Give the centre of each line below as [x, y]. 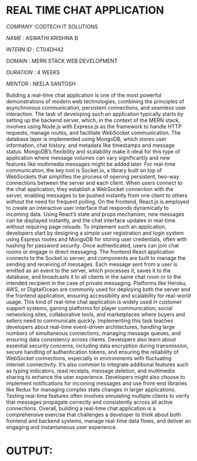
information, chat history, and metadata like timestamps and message [90, 145]
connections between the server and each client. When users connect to [94, 183]
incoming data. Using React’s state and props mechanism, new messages [95, 214]
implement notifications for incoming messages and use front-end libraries [97, 383]
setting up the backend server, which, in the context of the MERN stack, [93, 120]
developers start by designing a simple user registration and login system [95, 233]
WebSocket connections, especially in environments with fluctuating [89, 358]
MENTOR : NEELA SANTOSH [41, 84]
